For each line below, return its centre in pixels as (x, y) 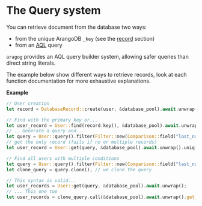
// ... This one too (32, 192)
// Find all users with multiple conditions (63, 158)
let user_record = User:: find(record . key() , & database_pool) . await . (94, 125)
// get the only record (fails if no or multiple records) (82, 142)
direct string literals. (31, 63)
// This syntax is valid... (41, 180)
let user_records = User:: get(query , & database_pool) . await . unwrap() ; (96, 186)
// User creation (28, 103)
